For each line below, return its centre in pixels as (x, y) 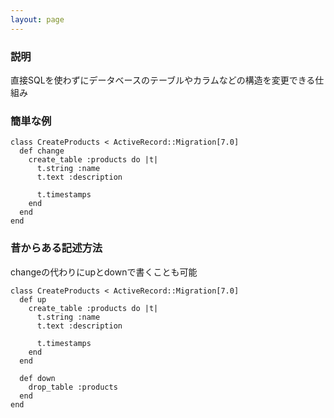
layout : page (37, 19)
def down (37, 378)
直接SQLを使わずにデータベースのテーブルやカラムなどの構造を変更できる (163, 80)
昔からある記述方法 (56, 248)
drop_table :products (73, 387)
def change (42, 151)
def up (33, 299)
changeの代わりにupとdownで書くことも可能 (104, 272)
